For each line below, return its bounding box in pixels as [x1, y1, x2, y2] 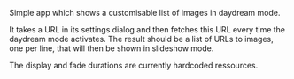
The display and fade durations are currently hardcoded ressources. [9, 61, 259, 70]
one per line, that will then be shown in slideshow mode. [9, 43, 214, 54]
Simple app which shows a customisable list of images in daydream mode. [9, 8, 281, 18]
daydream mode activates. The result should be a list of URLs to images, [9, 34, 275, 44]
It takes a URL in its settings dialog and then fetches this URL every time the [9, 25, 286, 34]
